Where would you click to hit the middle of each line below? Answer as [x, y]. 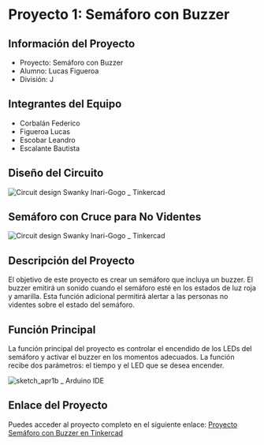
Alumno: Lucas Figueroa [59, 71]
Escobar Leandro [48, 140]
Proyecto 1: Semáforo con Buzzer [119, 15]
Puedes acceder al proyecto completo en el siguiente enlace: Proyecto [123, 424]
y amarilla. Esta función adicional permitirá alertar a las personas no [118, 297]
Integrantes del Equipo [65, 104]
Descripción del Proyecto [72, 261]
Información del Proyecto [72, 44]
